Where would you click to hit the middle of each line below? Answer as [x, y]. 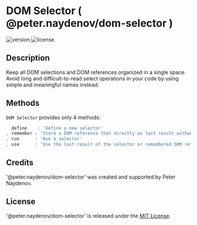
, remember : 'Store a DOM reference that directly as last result [90, 133]
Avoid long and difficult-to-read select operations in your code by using [92, 78]
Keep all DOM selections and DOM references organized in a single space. [96, 72]
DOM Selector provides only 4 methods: [53, 117]
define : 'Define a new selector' [57, 128]
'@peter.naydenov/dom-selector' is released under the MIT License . [89, 216]
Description [28, 58]
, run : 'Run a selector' [44, 139]
